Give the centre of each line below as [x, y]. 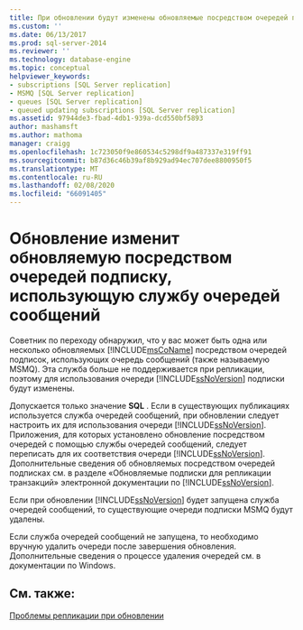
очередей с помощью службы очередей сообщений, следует [128, 444]
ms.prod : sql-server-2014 [58, 43]
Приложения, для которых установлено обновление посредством [137, 434]
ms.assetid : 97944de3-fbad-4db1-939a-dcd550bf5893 [106, 118]
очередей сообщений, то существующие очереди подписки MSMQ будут [151, 509]
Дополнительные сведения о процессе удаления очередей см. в [135, 555]
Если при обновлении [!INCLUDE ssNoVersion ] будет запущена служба [144, 500]
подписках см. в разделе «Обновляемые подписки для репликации [140, 472]
